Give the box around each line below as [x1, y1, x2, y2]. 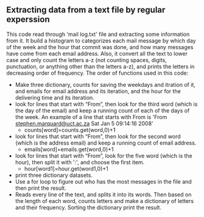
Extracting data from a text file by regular [6, 5, 166, 15]
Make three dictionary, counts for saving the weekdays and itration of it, [15, 81, 196, 88]
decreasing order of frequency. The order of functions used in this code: [6, 69, 189, 77]
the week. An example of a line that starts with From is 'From [15, 113, 167, 120]
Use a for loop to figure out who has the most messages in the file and [15, 177, 192, 185]
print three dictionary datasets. [15, 171, 93, 179]
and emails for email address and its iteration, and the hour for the [15, 88, 181, 95]
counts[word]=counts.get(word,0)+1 [24, 126, 116, 133]
